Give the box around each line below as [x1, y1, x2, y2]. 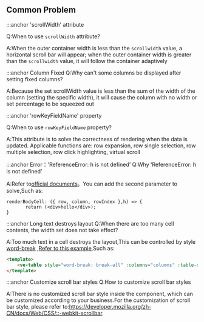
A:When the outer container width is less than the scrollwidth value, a [6, 44, 183, 52]
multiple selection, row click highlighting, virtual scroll [6, 148, 141, 155]
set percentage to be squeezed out [6, 100, 94, 107]
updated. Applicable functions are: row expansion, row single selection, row [6, 142, 196, 149]
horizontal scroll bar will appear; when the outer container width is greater [6, 51, 192, 58]
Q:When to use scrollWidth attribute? [6, 33, 100, 40]
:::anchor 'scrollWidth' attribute [6, 21, 84, 28]
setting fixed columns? [6, 75, 63, 82]
